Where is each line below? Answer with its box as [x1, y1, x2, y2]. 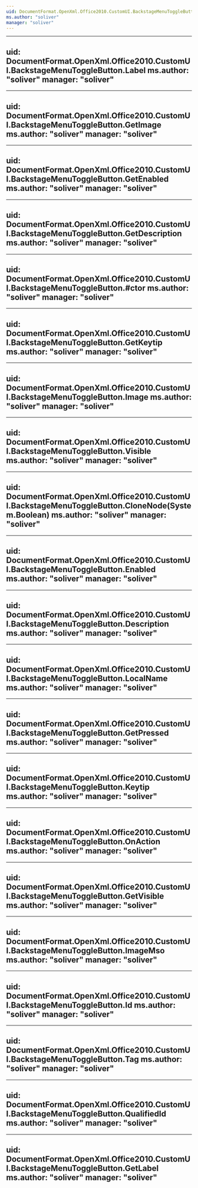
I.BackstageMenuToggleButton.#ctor [6, 283, 146, 293]
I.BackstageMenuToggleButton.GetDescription [6, 229, 182, 239]
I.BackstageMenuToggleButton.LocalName [6, 673, 168, 684]
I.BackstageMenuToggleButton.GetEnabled [6, 174, 169, 184]
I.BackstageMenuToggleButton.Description [6, 619, 169, 629]
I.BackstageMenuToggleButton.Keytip [6, 782, 150, 793]
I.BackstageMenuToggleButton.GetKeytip [6, 337, 163, 348]
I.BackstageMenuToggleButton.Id [6, 1000, 133, 1010]
